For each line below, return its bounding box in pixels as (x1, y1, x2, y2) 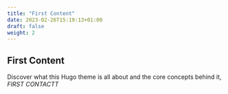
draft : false (7, 23, 45, 30)
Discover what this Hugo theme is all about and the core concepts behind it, (7, 73, 222, 81)
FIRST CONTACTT (7, 80, 59, 89)
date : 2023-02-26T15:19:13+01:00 (7, 16, 103, 23)
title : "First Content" (7, 10, 76, 17)
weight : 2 (7, 29, 36, 36)
